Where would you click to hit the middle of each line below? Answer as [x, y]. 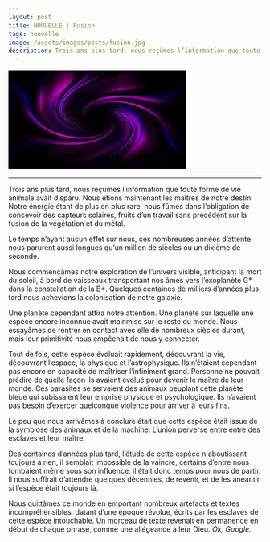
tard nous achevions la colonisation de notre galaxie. [96, 297]
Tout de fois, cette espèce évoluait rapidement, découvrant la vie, [117, 354]
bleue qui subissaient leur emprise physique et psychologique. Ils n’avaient [132, 396]
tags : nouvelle [34, 34]
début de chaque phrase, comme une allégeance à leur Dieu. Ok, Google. [130, 529]
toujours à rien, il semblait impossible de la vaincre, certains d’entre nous [129, 462]
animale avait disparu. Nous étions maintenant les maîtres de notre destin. [131, 198]
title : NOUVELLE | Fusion [51, 25]
